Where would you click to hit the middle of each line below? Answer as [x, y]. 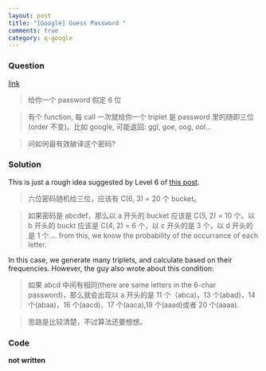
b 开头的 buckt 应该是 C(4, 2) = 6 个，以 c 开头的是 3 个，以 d [129, 225]
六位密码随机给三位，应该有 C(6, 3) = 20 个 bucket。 [114, 198]
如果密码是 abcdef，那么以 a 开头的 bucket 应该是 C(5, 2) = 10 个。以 [141, 215]
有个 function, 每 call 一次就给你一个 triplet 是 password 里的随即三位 [141, 116]
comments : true [33, 30]
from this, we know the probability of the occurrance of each [158, 235]
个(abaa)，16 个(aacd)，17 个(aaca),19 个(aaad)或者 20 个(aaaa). [133, 305]
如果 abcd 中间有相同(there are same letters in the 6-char [122, 285]
